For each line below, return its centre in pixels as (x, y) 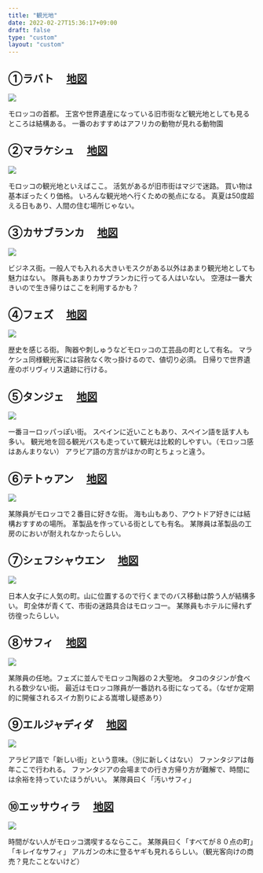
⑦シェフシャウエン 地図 (73, 560)
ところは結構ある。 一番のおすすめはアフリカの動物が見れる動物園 (116, 123)
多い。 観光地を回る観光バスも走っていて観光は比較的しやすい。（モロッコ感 (131, 442)
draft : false (29, 30)
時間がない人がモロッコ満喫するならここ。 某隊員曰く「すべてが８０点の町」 (131, 842)
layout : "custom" (37, 45)
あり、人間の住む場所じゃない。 (87, 205)
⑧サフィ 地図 (47, 643)
